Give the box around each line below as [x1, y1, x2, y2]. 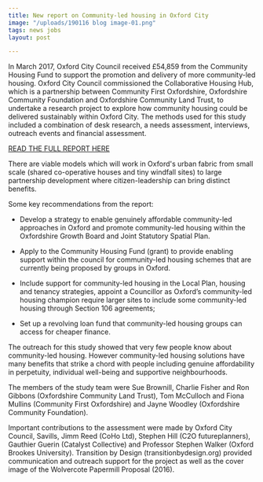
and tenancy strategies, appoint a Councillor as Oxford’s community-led [19, 287, 253, 296]
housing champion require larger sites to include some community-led [19, 296, 247, 305]
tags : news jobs [8, 26, 61, 34]
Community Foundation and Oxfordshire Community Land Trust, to [8, 95, 224, 105]
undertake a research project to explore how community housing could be [8, 104, 248, 113]
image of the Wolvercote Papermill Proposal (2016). [8, 465, 175, 474]
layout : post [8, 33, 51, 42]
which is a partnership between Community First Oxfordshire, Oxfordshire [8, 87, 247, 97]
